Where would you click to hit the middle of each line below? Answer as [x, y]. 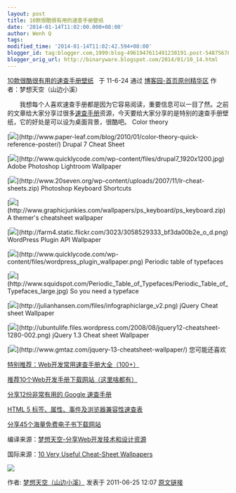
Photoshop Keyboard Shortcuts [86, 188]
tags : [15, 40]
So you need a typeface [104, 291]
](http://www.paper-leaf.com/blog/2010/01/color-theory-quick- [107, 136]
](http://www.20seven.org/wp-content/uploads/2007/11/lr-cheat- [111, 181]
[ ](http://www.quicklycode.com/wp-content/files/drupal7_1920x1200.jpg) [116, 158]
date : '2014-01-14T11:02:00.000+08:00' [66, 27]
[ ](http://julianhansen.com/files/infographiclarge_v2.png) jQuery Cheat [113, 305]
